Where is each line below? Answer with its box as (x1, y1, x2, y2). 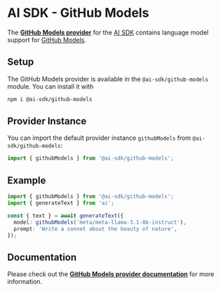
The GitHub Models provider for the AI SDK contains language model (7, 28, 209, 37)
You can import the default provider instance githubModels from (7, 134, 192, 142)
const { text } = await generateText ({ (7, 212, 124, 219)
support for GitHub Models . (7, 35, 86, 44)
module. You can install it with (7, 82, 94, 91)
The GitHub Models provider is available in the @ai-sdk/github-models (7, 75, 209, 83)
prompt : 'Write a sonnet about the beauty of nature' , (13, 225, 178, 233)
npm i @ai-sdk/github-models (7, 96, 93, 103)
